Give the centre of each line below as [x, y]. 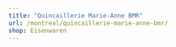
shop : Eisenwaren [38, 30]
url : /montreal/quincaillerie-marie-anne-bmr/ [88, 23]
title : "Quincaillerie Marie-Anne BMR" [76, 16]
